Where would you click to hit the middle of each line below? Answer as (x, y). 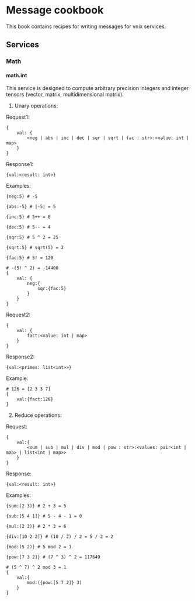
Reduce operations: (38, 415)
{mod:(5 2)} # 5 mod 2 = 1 (39, 547)
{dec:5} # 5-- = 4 (28, 227)
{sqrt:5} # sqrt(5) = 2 (35, 248)
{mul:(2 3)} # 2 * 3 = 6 (36, 527)
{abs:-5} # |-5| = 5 (31, 207)
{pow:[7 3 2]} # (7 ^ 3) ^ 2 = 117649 (53, 557)
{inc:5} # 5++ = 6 (28, 217)
